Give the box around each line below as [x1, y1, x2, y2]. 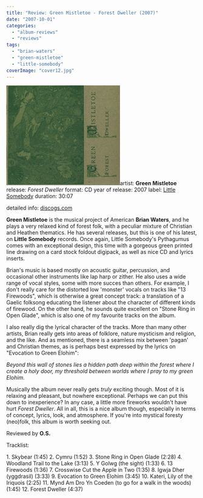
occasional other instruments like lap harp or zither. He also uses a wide [6, 273, 186, 280]
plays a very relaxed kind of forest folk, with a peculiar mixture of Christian [6, 222, 193, 230]
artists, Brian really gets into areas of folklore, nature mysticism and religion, [6, 330, 196, 337]
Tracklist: [6, 441, 29, 449]
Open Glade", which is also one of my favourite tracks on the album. [6, 312, 176, 319]
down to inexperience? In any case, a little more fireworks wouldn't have [6, 398, 187, 406]
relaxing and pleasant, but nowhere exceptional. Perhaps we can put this [6, 392, 188, 399]
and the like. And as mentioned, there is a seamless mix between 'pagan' [6, 336, 189, 343]
